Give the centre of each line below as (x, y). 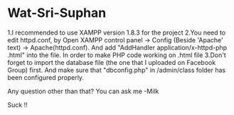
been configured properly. (46, 77)
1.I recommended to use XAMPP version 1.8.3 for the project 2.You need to (117, 32)
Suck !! (17, 104)
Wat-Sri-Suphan (57, 13)
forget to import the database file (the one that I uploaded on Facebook (112, 62)
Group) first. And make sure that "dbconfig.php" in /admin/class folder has (117, 70)
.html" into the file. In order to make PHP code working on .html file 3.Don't (117, 55)
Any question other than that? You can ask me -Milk (83, 91)
